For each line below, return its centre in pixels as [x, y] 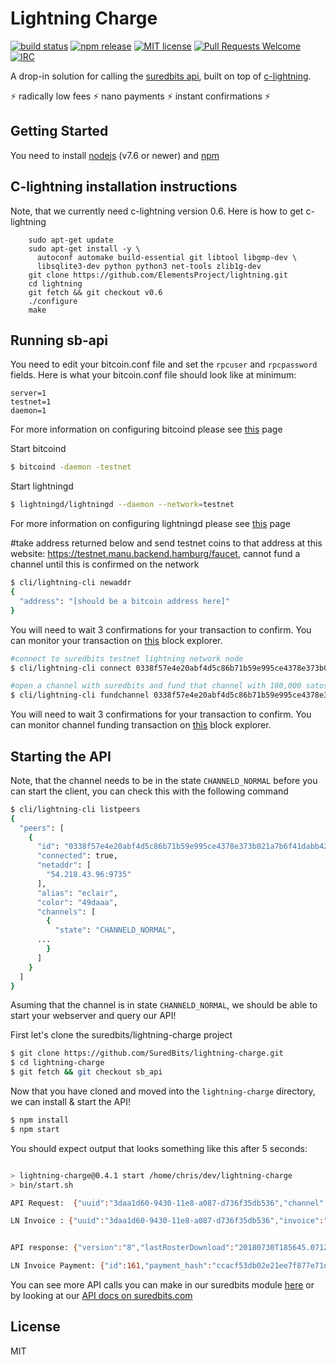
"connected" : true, [77, 856]
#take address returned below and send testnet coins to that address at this [166, 543]
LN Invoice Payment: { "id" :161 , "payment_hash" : [111, 1266]
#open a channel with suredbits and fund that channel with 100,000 [156, 686]
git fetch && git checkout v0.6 [95, 292]
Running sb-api [59, 340]
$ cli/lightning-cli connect [71, 668]
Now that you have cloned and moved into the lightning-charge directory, [163, 1091]
